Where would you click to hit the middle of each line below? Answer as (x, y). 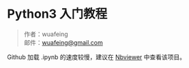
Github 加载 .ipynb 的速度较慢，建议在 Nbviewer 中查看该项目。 (97, 57)
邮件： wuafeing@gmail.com (63, 42)
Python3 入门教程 (57, 14)
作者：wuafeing (46, 34)
